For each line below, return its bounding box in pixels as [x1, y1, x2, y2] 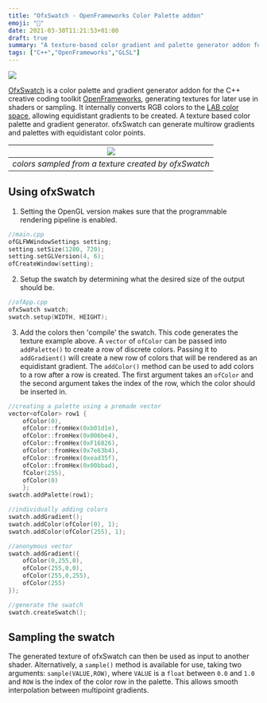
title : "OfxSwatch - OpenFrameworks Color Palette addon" [8, 11, 204, 20]
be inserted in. [19, 387, 68, 396]
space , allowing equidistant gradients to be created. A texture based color [8, 111, 251, 120]
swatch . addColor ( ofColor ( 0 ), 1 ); [8, 520, 119, 528]
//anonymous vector [8, 542, 73, 550]
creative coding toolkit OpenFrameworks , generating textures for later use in [8, 94, 258, 104]
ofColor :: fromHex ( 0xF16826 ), [22, 439, 119, 447]
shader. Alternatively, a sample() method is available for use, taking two [8, 660, 242, 670]
